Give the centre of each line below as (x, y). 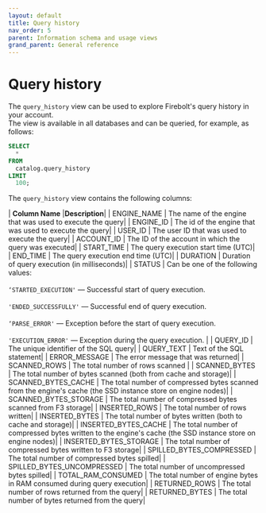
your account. (31, 115)
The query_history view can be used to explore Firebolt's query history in (129, 106)
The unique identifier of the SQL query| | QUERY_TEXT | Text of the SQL (126, 349)
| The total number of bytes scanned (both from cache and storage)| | (122, 374)
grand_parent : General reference (64, 45)
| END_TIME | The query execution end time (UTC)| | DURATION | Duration (129, 256)
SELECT (19, 147)
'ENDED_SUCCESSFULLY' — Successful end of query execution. (108, 307)
